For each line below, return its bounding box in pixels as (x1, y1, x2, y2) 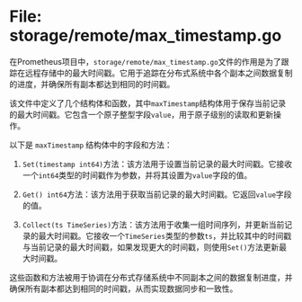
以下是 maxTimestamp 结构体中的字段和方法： (9, 139, 173, 150)
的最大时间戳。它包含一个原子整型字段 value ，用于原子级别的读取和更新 (9, 109, 274, 120)
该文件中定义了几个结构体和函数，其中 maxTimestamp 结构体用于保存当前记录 (9, 97, 286, 109)
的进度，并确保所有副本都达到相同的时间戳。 (9, 78, 175, 89)
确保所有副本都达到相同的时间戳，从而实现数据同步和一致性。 (9, 283, 238, 294)
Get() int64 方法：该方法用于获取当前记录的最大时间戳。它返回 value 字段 (22, 189, 292, 200)
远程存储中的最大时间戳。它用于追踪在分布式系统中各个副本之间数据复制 (24, 67, 293, 78)
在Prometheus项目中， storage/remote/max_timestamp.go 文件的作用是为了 (9, 56, 281, 67)
